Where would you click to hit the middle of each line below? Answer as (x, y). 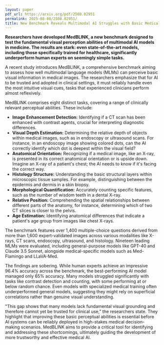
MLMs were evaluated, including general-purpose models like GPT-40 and (80, 246)
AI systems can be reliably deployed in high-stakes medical (65, 322)
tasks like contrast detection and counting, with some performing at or (76, 282)
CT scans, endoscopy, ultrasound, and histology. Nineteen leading (83, 241)
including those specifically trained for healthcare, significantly (71, 53)
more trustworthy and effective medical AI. (48, 338)
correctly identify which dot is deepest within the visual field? (74, 148)
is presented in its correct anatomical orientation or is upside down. (80, 159)
